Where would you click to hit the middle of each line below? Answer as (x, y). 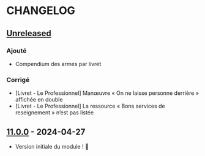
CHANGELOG (41, 11)
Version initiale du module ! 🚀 (52, 146)
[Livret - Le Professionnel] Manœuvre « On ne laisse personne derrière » (107, 93)
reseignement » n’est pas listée (54, 113)
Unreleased (29, 33)
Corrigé (18, 80)
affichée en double (39, 100)
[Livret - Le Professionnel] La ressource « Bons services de (90, 106)
